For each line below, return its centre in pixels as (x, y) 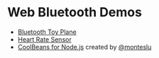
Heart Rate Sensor (45, 39)
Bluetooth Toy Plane (47, 32)
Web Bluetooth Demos (75, 12)
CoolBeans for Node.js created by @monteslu (84, 47)
